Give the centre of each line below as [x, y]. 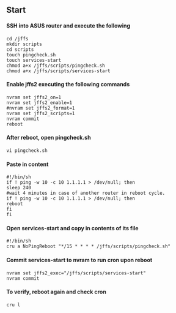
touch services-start [34, 60]
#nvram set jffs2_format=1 [41, 108]
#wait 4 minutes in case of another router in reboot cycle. [86, 193]
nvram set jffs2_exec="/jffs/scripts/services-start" [76, 273]
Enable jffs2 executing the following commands [68, 85]
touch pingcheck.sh [31, 55]
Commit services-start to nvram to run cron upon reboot [79, 260]
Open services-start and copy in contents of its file [72, 228]
